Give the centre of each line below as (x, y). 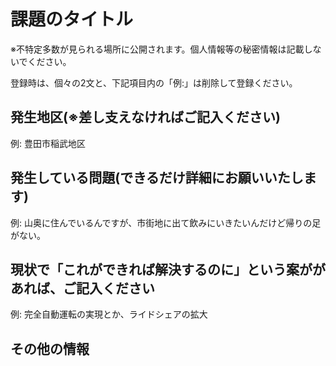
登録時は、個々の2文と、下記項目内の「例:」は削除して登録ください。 (154, 82)
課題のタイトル (72, 19)
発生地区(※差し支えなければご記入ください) (145, 117)
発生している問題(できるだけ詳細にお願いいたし (157, 178)
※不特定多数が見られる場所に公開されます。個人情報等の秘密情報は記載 (157, 49)
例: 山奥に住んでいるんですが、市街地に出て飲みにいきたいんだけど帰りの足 (166, 222)
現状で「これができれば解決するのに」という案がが (168, 269)
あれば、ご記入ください (82, 288)
